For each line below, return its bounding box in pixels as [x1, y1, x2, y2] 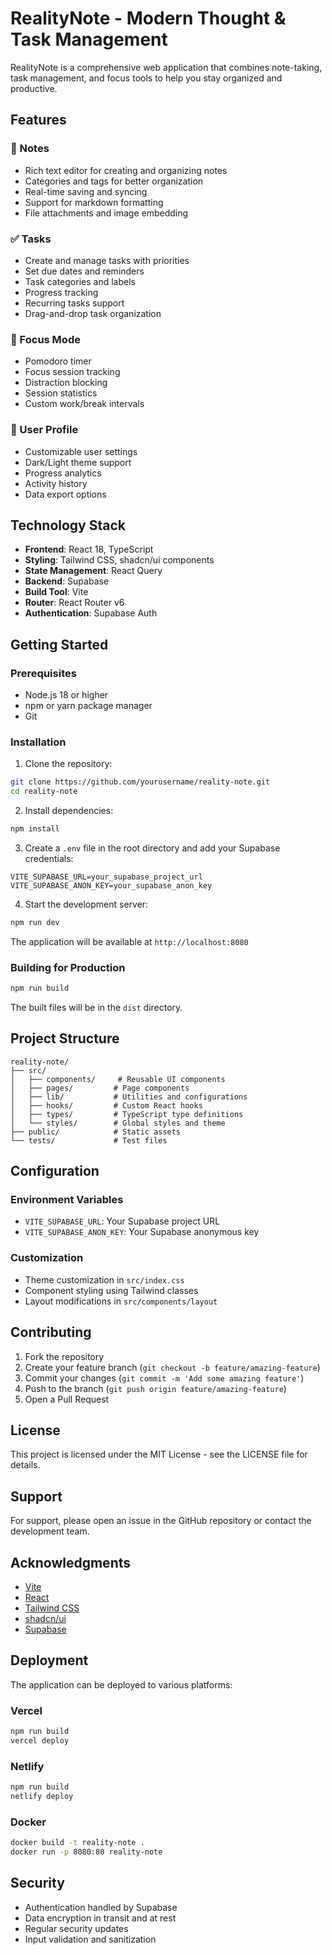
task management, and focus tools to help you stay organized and [10, 72, 283, 84]
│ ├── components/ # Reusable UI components [10, 1074, 226, 1084]
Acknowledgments [10, 1554, 132, 1571]
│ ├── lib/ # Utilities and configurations [10, 1092, 248, 1102]
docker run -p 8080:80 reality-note [10, 1847, 163, 1857]
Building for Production [10, 960, 126, 974]
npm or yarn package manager [24, 700, 153, 712]
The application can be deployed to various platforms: [10, 1678, 233, 1691]
